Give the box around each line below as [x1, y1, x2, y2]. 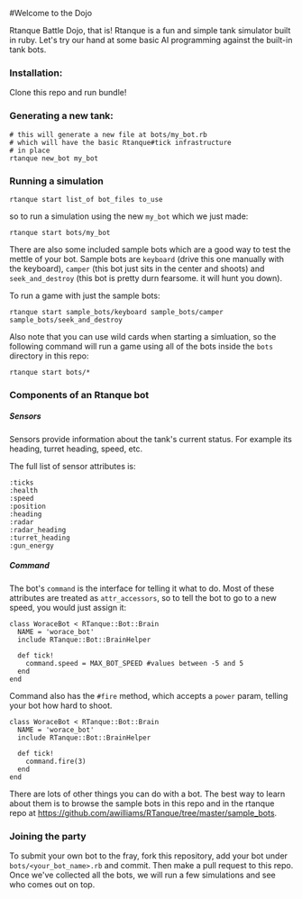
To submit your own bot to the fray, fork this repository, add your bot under [9, 850, 288, 861]
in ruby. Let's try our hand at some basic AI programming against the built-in [9, 35, 293, 45]
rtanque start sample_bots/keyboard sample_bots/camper [9, 307, 224, 316]
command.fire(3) [25, 757, 87, 766]
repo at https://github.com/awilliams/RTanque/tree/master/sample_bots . [9, 807, 278, 818]
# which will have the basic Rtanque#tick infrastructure [9, 138, 232, 147]
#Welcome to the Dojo [9, 8, 93, 18]
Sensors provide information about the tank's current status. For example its [9, 433, 293, 444]
